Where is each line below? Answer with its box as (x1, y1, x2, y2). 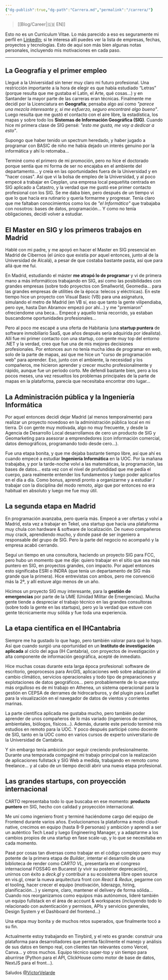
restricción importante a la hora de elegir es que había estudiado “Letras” (5, 85, 156, 91)
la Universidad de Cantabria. (5, 737, 64, 743)
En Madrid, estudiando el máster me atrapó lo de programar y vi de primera (5, 272, 161, 278)
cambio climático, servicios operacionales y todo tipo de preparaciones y (5, 673, 156, 680)
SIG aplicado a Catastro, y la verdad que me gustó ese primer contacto (5, 184, 151, 191)
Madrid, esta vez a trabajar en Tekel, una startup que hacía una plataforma (5, 520, 159, 527)
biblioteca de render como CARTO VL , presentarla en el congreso (5, 860, 140, 866)
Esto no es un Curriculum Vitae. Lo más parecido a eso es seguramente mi (5, 31, 159, 37)
